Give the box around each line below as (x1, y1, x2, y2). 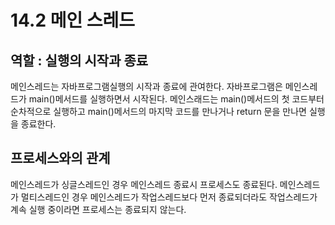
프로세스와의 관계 (10, 150, 111, 167)
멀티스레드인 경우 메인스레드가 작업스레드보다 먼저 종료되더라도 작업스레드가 (20, 191, 318, 203)
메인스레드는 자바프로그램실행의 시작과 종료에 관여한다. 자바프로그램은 (10, 81, 283, 92)
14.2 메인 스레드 (10, 9, 136, 32)
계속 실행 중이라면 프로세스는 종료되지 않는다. (10, 203, 187, 215)
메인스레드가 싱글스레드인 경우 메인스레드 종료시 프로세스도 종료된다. (10, 178, 278, 190)
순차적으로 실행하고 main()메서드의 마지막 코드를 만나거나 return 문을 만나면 (10, 106, 307, 117)
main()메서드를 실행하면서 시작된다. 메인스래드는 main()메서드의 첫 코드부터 (28, 93, 325, 105)
